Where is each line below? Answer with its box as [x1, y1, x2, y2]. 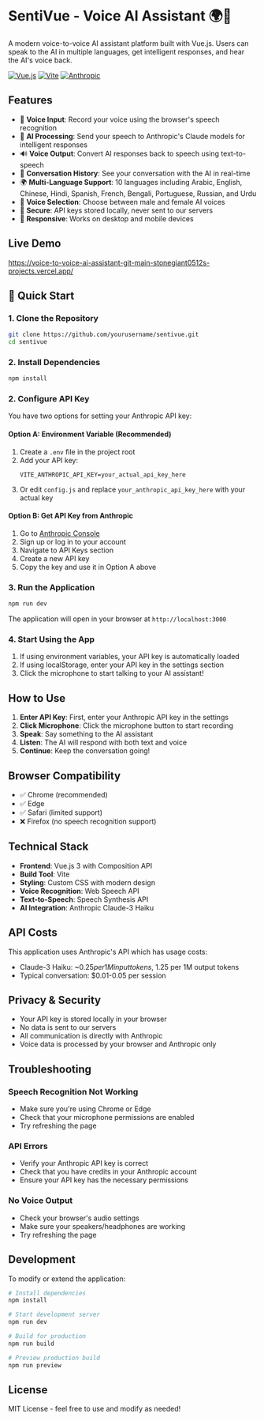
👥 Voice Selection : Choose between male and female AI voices [19, 197, 226, 206]
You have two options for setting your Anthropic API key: [8, 411, 192, 420]
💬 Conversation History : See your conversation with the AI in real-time [19, 168, 251, 178]
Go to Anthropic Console [19, 528, 100, 538]
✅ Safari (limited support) [19, 808, 103, 817]
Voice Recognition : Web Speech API [19, 886, 139, 895]
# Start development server [8, 1310, 101, 1319]
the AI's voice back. [8, 55, 73, 65]
